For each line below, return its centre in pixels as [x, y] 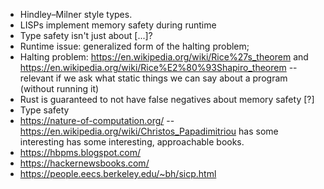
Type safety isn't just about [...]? [86, 35]
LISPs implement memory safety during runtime [118, 25]
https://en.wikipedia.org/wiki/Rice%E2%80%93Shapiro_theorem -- [158, 67]
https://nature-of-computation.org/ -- [97, 120]
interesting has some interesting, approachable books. [132, 142]
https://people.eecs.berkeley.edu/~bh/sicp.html [118, 173]
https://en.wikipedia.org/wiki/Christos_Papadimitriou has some [149, 131]
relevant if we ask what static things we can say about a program [153, 78]
